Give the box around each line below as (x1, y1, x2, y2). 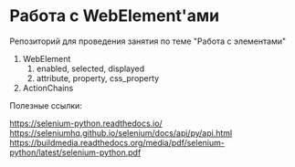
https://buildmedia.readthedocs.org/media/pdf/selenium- (9, 137, 226, 148)
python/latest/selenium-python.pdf (9, 147, 142, 158)
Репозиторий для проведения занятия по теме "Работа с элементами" (9, 36, 286, 47)
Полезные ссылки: (9, 99, 82, 110)
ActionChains (22, 82, 74, 93)
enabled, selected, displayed (36, 63, 145, 74)
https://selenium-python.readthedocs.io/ (9, 118, 163, 129)
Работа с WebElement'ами (9, 5, 220, 26)
